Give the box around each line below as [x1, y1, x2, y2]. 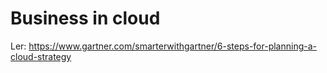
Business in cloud [10, 7, 161, 30]
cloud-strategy [10, 50, 72, 62]
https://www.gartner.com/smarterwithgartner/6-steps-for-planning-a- [28, 40, 317, 52]
